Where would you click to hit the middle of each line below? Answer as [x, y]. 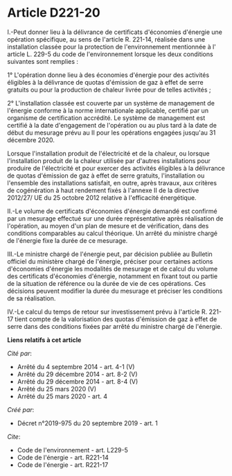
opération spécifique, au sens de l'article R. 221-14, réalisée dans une [106, 39]
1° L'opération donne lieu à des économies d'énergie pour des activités [108, 75]
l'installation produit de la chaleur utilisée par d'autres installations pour [109, 160]
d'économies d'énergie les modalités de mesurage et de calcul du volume [113, 269]
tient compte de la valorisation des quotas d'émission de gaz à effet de [116, 319]
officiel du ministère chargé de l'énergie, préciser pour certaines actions [110, 261]
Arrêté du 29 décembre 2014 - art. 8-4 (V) [78, 381]
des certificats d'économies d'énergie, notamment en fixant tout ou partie [113, 276]
